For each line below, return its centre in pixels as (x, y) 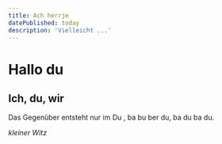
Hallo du (36, 69)
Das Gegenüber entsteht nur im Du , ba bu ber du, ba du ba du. (111, 117)
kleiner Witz (28, 133)
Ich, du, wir (36, 99)
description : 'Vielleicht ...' (60, 30)
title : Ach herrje (38, 15)
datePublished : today (44, 23)
